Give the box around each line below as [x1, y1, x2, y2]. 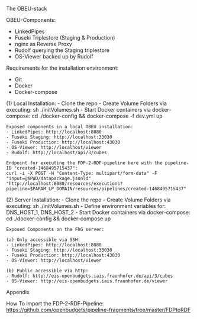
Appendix [6, 289, 30, 295]
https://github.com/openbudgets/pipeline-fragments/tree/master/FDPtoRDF [6, 307, 191, 313]
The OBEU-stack [6, 5, 47, 12]
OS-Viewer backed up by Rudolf [14, 53, 93, 60]
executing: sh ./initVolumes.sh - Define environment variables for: [6, 203, 166, 209]
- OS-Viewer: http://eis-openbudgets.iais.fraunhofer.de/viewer [6, 278, 168, 284]
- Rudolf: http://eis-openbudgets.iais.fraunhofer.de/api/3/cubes [6, 273, 173, 279]
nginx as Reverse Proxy [14, 41, 72, 47]
